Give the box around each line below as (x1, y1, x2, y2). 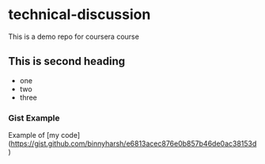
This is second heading (8, 55, 125, 68)
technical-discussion (8, 6, 151, 24)
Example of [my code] (8, 131, 81, 140)
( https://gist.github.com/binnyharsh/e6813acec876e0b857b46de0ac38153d (8, 139, 257, 148)
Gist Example (8, 113, 61, 124)
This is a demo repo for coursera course (8, 32, 140, 41)
